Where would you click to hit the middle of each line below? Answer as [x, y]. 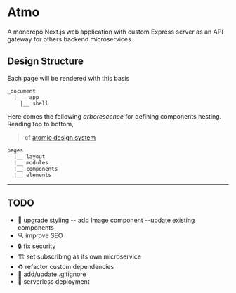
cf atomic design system [60, 137]
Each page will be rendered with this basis [68, 78]
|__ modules [31, 162]
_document [22, 91]
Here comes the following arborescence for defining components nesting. [114, 116]
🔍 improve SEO [40, 235]
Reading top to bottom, [40, 124]
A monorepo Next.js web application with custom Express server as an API [115, 32]
